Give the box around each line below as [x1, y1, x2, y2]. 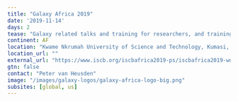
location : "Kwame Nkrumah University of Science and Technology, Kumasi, [7, 43, 230, 51]
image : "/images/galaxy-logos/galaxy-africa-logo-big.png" [7, 76, 186, 84]
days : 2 [7, 23, 30, 31]
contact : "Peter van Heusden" [7, 70, 97, 77]
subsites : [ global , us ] [7, 83, 78, 90]
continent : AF [7, 37, 50, 44]
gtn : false [7, 63, 40, 70]
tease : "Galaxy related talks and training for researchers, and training [7, 30, 233, 38]
